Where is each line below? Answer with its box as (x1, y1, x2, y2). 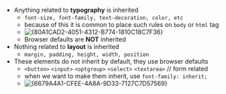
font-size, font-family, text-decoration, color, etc (24, 15, 184, 21)
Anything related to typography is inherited (13, 6, 139, 14)
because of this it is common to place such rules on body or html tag (24, 21, 219, 28)
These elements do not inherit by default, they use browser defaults (13, 57, 209, 65)
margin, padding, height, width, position (24, 51, 150, 58)
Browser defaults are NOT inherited (24, 35, 127, 44)
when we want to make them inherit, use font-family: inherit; (24, 72, 208, 80)
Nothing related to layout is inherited (13, 43, 120, 50)
